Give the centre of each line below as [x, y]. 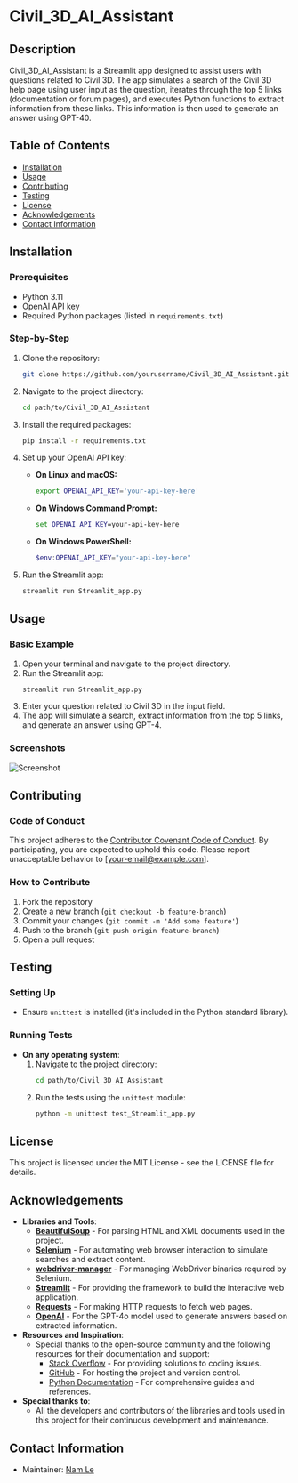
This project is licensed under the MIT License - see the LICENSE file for [141, 1163]
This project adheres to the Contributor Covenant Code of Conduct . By [139, 840]
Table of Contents [60, 145]
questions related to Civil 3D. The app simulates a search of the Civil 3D [141, 80]
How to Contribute [50, 883]
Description [42, 49]
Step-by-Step [39, 338]
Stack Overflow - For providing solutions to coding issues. [155, 1364]
